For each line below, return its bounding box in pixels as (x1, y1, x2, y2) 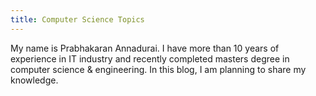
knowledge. (10, 74, 59, 86)
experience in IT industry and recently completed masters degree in (10, 52, 290, 65)
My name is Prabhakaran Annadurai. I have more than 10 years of (10, 42, 280, 54)
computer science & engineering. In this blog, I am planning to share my (10, 63, 307, 75)
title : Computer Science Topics (10, 14, 145, 25)
